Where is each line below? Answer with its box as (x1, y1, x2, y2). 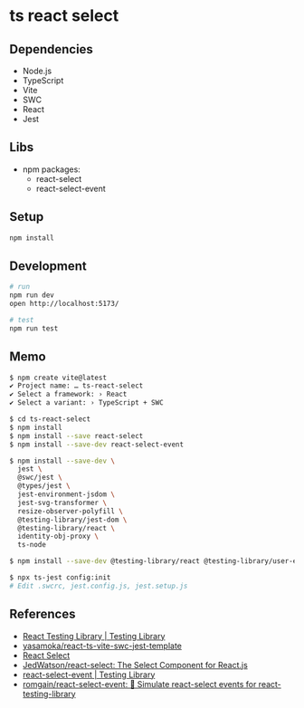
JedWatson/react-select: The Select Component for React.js (22, 659, 249, 670)
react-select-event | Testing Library (22, 669, 156, 680)
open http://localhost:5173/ (9, 300, 119, 309)
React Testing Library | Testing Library (22, 630, 166, 641)
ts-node (17, 541, 47, 550)
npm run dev (9, 291, 54, 300)
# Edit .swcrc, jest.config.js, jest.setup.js (9, 581, 188, 590)
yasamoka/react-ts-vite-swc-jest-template (22, 640, 183, 651)
